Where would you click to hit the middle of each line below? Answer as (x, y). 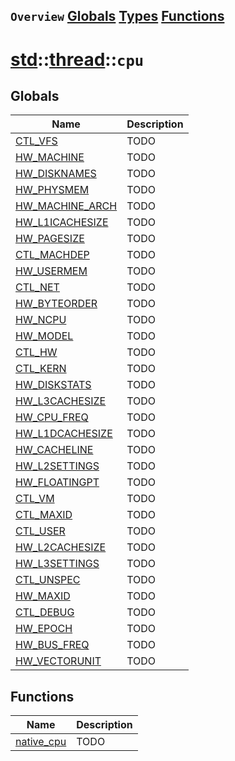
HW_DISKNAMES (56, 174)
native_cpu (41, 742)
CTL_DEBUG (45, 612)
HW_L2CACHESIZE (61, 547)
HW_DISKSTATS (53, 385)
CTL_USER (40, 531)
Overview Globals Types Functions (117, 16)
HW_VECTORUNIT (58, 661)
